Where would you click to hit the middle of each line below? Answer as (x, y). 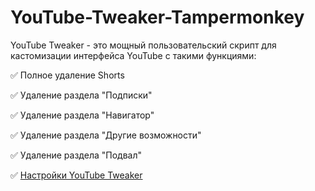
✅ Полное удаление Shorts (67, 75)
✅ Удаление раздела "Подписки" (81, 95)
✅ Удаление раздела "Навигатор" (82, 115)
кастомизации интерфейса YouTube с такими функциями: (133, 55)
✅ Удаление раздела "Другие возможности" (106, 135)
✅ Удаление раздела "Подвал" (76, 155)
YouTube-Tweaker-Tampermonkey (157, 17)
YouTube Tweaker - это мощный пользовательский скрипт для (143, 45)
